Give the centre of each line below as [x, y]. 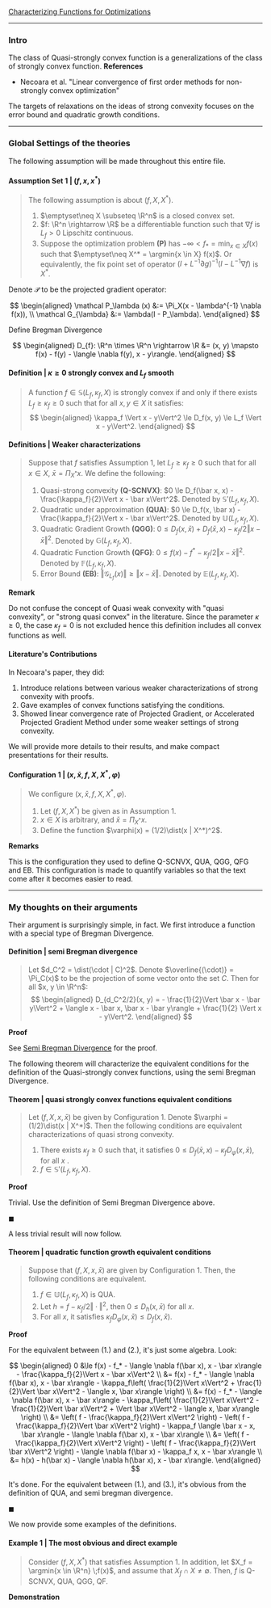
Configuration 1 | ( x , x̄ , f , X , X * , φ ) [65, 774]
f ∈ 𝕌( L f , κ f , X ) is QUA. [77, 1295]
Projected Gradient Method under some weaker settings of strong [129, 722]
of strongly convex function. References [76, 66]
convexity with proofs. [57, 696]
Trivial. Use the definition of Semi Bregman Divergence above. [112, 1202]
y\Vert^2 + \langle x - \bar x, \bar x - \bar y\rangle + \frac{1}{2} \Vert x [146, 1008]
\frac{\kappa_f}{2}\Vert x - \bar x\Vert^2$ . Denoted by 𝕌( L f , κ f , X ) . [150, 519]
